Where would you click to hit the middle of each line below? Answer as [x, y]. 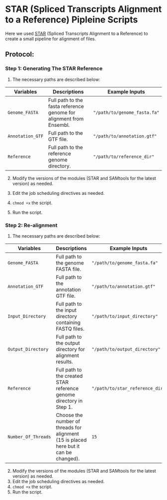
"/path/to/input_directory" [125, 316]
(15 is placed [71, 440]
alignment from [66, 119]
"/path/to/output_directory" [126, 349]
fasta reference [66, 106]
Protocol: [20, 54]
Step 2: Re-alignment [31, 225]
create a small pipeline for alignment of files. [50, 39]
